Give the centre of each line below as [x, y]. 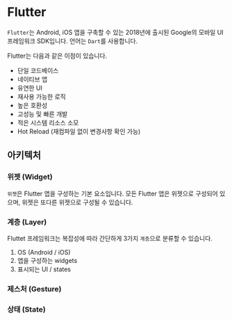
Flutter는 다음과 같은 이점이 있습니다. [57, 56]
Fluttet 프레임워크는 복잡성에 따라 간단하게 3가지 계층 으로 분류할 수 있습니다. [110, 238]
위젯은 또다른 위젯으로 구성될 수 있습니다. [77, 202]
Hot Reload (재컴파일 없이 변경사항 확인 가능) [79, 131]
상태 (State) [27, 309]
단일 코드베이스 [38, 70]
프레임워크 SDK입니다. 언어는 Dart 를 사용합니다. [72, 41]
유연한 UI [30, 88]
